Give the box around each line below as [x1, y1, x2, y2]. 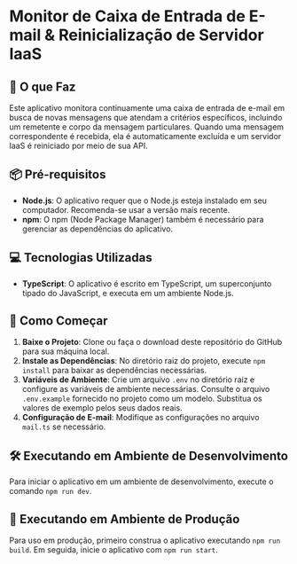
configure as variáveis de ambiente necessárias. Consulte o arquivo [21, 384, 270, 395]
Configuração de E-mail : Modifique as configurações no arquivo [21, 412, 260, 423]
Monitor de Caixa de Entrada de [9, 6, 246, 27]
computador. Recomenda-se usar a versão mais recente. [21, 204, 231, 215]
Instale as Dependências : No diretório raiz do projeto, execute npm [21, 356, 266, 366]
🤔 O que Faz [9, 79, 76, 94]
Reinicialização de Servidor [59, 25, 264, 45]
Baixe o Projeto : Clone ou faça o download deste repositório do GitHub [21, 337, 283, 348]
